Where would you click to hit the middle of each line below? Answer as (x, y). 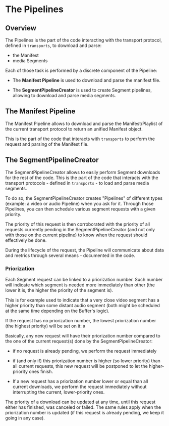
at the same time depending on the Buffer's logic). (57, 311)
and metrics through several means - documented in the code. (70, 255)
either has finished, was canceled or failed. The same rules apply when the (83, 407)
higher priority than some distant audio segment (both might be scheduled (83, 305)
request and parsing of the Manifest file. (47, 144)
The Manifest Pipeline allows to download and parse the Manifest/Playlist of (84, 123)
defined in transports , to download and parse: (53, 46)
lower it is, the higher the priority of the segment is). (59, 290)
